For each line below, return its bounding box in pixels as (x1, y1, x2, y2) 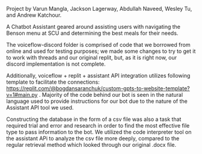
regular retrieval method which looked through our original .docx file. (6, 141, 177, 148)
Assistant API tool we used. (6, 104, 74, 111)
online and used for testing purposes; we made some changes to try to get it (6, 48, 196, 55)
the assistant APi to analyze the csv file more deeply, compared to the (6, 135, 180, 142)
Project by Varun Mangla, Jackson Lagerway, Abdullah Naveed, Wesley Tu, (6, 5, 192, 12)
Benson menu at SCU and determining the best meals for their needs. (6, 29, 179, 37)
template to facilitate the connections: (6, 78, 100, 85)
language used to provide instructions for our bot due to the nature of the (6, 97, 188, 105)
